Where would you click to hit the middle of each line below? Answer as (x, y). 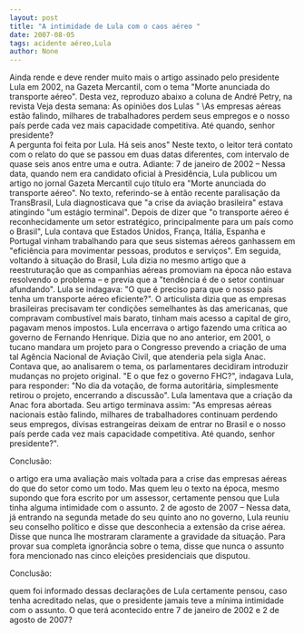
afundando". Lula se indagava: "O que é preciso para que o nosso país (142, 289)
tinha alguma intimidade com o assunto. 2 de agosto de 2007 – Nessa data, (150, 508)
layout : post (34, 18)
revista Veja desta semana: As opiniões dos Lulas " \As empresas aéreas (145, 106)
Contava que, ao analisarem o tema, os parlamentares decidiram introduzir (149, 366)
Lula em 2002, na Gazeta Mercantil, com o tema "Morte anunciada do (140, 87)
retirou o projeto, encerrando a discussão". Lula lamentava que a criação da (151, 395)
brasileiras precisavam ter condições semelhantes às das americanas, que (149, 308)
